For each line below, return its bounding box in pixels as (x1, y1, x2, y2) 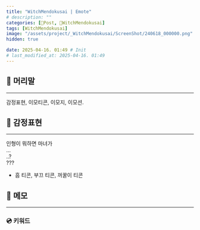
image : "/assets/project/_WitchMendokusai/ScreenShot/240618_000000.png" (6, 31, 193, 37)
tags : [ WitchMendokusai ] (6, 25, 68, 31)
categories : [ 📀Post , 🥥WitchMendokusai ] (6, 20, 105, 26)
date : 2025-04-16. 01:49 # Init (6, 47, 86, 53)
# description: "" (6, 14, 52, 20)
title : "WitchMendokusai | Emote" (6, 8, 92, 15)
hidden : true (6, 36, 39, 42)
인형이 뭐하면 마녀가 (6, 140, 52, 147)
